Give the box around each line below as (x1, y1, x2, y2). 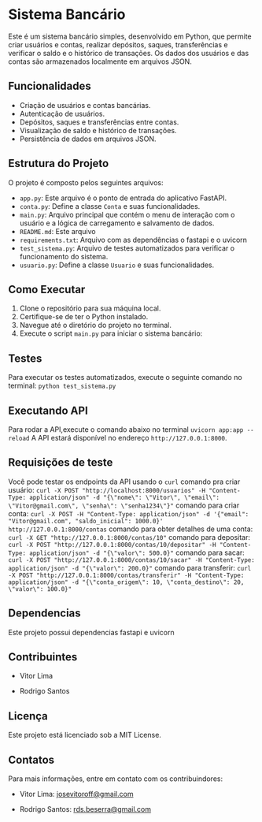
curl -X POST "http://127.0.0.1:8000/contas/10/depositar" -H (8, 541, 216, 549)
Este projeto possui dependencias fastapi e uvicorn (8, 627, 175, 637)
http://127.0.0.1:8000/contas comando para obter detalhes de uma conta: (8, 524, 253, 534)
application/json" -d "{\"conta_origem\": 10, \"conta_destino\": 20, (8, 578, 245, 586)
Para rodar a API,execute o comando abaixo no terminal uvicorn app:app (8, 425, 244, 434)
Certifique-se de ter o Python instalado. (19, 312, 149, 322)
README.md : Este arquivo (19, 226, 96, 236)
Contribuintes (8, 650, 78, 664)
